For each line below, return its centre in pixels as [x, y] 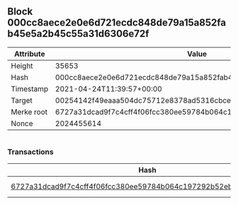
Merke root [29, 111]
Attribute [29, 54]
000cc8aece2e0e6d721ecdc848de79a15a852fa [117, 23]
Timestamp [30, 89]
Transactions [31, 152]
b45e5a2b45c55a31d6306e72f [78, 34]
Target [22, 100]
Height [22, 65]
